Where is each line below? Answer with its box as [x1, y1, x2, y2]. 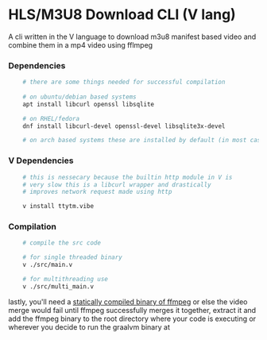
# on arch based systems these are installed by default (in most [22, 137, 247, 145]
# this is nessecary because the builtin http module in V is [22, 173, 233, 181]
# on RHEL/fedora [22, 114, 80, 122]
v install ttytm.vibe [22, 203, 94, 211]
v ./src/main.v [22, 261, 73, 269]
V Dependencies [8, 155, 74, 166]
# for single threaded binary [22, 253, 123, 261]
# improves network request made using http [22, 188, 172, 196]
